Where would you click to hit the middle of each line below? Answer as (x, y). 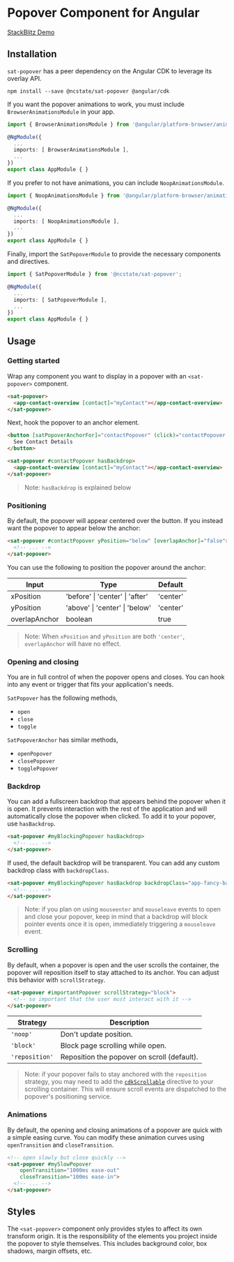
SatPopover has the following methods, (63, 698)
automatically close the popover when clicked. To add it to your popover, (111, 816)
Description (130, 1022)
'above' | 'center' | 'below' (109, 608)
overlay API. (24, 78)
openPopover (34, 754)
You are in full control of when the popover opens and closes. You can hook (116, 677)
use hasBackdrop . (31, 824)
